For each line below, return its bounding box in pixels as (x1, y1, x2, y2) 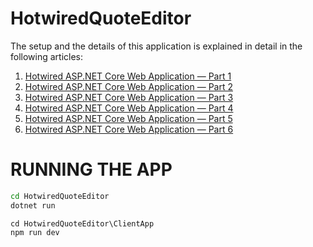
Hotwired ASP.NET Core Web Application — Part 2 (24, 80, 233, 92)
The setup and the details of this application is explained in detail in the (10, 40, 303, 52)
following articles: (10, 50, 84, 62)
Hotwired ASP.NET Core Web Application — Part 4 (24, 102, 234, 114)
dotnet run (10, 200, 56, 211)
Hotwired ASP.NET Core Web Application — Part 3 (24, 91, 234, 103)
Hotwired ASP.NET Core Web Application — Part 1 (24, 70, 232, 82)
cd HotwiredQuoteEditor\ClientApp (10, 218, 155, 229)
